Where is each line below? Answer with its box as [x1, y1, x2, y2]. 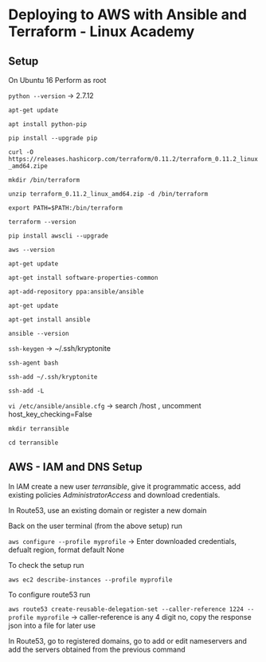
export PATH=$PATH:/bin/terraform [8, 204, 123, 212]
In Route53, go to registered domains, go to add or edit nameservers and [8, 636, 247, 645]
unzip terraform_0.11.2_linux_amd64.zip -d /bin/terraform [8, 190, 209, 198]
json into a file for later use [8, 621, 96, 630]
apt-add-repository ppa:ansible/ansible [8, 288, 145, 296]
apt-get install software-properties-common [8, 274, 158, 282]
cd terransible [8, 439, 59, 447]
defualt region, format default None [8, 545, 125, 554]
